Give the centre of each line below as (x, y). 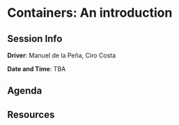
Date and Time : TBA (37, 69)
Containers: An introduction (90, 13)
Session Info (35, 39)
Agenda (25, 91)
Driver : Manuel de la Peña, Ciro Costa (62, 55)
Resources (31, 114)
